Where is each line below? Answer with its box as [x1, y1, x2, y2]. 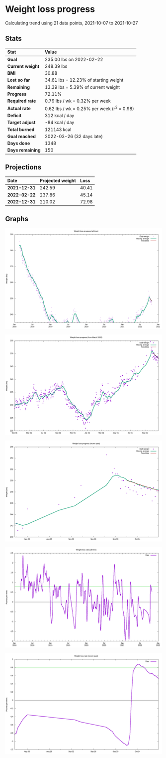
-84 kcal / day [44, 120, 75, 126]
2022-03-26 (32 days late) [44, 133, 103, 139]
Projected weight [39, 178, 76, 184]
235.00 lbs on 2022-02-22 [44, 56, 103, 62]
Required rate [7, 98, 36, 104]
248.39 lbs [44, 63, 68, 69]
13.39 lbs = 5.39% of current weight [44, 84, 120, 90]
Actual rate [7, 105, 31, 111]
